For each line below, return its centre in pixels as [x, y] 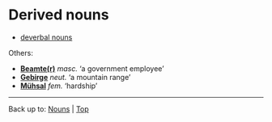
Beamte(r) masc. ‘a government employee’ [92, 68]
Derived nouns [59, 15]
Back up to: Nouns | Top [49, 109]
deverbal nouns [46, 37]
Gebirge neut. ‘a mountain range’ [75, 77]
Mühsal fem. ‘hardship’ [59, 86]
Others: [21, 53]
